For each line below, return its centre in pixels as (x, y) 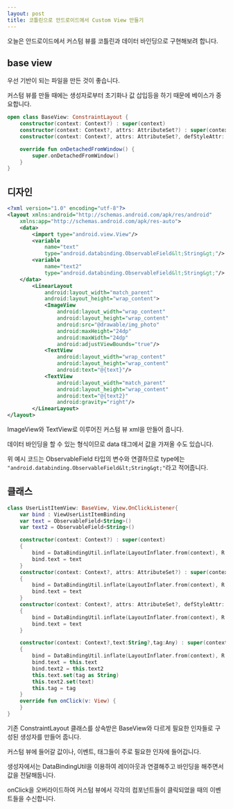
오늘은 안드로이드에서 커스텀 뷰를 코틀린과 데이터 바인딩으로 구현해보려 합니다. (113, 41)
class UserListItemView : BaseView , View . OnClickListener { (93, 508)
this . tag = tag (54, 688)
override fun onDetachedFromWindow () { (77, 149)
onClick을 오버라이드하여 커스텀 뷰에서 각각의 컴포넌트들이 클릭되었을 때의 (108, 790)
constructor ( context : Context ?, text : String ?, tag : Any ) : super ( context (124, 643)
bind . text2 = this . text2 (68, 669)
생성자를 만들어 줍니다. (51, 737)
